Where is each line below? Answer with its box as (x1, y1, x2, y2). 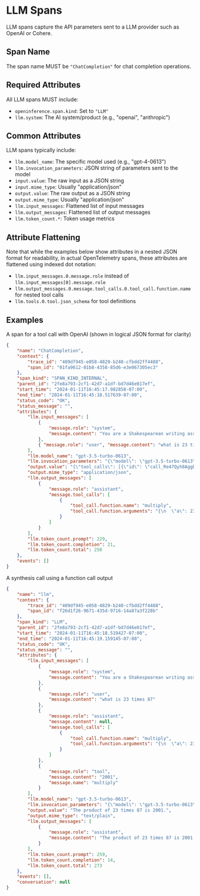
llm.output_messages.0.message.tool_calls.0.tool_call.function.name (14, 286, 192, 292)
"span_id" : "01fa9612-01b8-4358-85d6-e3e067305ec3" (27, 364, 159, 370)
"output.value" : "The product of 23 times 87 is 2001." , (27, 807, 171, 813)
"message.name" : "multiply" (48, 779, 118, 786)
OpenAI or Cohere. (6, 29, 52, 36)
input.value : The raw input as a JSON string (14, 177, 124, 185)
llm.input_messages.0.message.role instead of (14, 272, 129, 280)
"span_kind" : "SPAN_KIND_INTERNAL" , (17, 376, 108, 382)
